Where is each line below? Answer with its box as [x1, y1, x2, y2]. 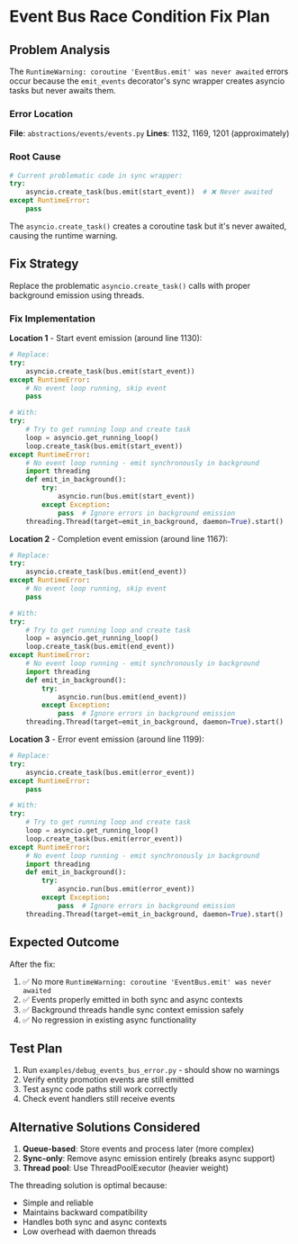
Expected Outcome [9, 934, 120, 951]
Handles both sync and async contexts [22, 1217, 167, 1228]
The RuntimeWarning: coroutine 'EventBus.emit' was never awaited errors [9, 66, 289, 77]
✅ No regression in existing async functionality [22, 1014, 196, 1025]
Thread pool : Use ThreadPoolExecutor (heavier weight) [22, 1163, 230, 1174]
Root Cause [9, 150, 61, 163]
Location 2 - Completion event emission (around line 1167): [9, 533, 229, 544]
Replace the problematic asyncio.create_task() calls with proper [9, 280, 251, 291]
